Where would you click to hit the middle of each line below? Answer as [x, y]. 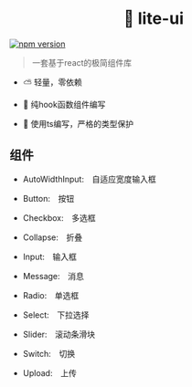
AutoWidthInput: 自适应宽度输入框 [90, 179]
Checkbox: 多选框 [59, 217]
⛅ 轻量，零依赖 [52, 82]
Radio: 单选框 [51, 295]
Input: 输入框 [50, 256]
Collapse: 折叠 [53, 237]
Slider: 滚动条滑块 [59, 334]
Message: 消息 [53, 276]
